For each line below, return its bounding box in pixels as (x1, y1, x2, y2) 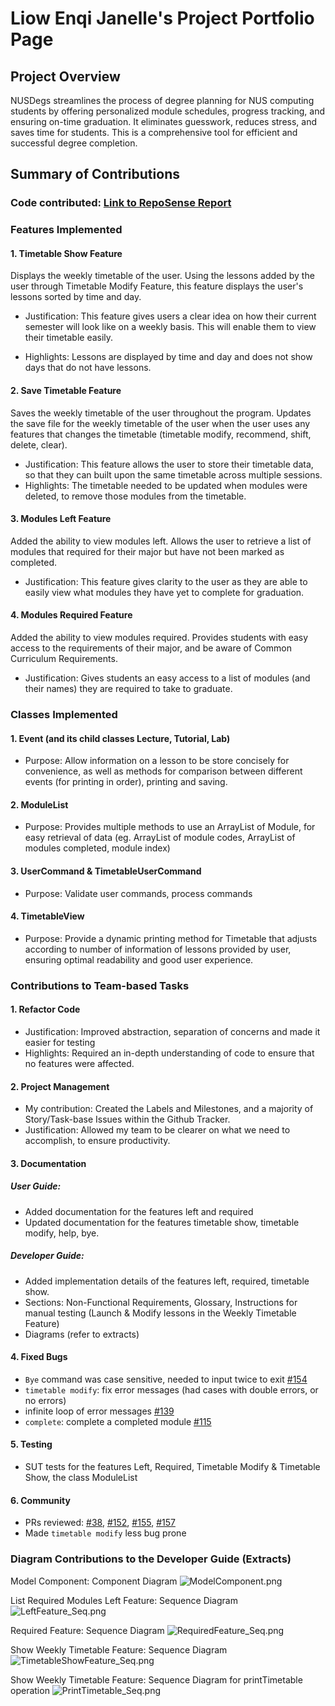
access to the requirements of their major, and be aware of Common (10, 642, 292, 654)
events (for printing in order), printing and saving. (24, 776, 228, 788)
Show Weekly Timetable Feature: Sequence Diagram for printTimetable (10, 1673, 303, 1686)
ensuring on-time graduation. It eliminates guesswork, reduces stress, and (10, 116, 318, 127)
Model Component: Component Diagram (10, 1575, 178, 1587)
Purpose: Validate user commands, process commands (24, 887, 253, 899)
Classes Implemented (10, 707, 118, 721)
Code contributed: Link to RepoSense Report (10, 196, 232, 210)
